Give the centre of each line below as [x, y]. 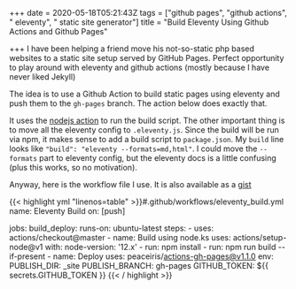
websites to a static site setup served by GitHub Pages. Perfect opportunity [147, 58]
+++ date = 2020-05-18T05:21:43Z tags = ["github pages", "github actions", [148, 13]
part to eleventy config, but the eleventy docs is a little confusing [158, 158]
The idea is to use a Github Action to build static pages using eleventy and [145, 94]
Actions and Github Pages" [58, 31]
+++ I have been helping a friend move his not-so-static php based [132, 49]
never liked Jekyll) [43, 77]
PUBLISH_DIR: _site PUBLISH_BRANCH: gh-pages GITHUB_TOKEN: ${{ [139, 266]
